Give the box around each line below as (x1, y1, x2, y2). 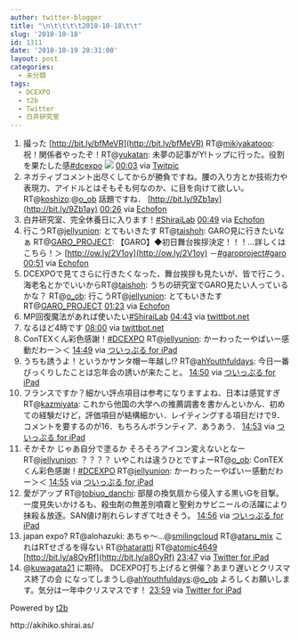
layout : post (10, 54, 59, 63)
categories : (10, 63, 54, 72)
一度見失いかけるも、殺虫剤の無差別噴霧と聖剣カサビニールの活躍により (22, 499, 288, 510)
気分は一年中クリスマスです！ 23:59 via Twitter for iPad (37, 585, 242, 595)
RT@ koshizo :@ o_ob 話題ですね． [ (22, 193, 150, 205)
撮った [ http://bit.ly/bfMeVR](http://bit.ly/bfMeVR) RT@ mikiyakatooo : (22, 138, 275, 149)
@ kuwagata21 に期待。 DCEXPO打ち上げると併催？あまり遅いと (22, 562, 260, 573)
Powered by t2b (10, 602, 69, 613)
